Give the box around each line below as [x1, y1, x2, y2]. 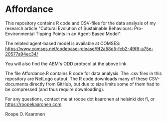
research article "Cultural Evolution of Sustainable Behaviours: [5, 25, 133, 31]
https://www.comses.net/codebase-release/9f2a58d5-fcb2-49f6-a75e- [5, 45, 154, 51]
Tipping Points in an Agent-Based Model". [35, 30, 122, 36]
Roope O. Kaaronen [5, 111, 45, 117]
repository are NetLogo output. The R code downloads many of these [5, 75, 148, 81]
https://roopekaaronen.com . [5, 101, 63, 107]
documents [5, 81, 28, 87]
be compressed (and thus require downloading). [5, 86, 105, 92]
